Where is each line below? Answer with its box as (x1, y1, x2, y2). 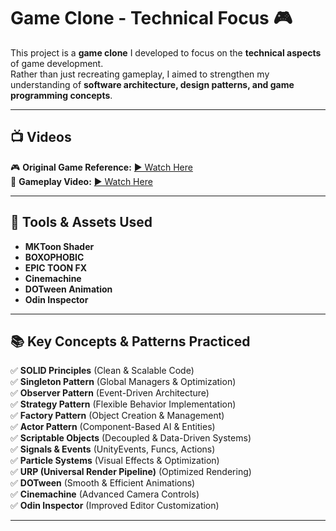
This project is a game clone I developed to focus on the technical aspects (10, 46, 322, 59)
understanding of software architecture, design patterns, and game (10, 78, 295, 90)
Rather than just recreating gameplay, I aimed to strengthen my (10, 68, 270, 80)
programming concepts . (10, 89, 113, 101)
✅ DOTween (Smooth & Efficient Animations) (10, 477, 196, 489)
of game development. (10, 57, 104, 69)
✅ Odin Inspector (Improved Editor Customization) (10, 500, 220, 512)
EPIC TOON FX (24, 261, 87, 274)
